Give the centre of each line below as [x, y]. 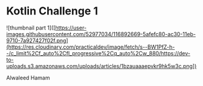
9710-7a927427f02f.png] [37, 40]
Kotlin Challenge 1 [52, 11]
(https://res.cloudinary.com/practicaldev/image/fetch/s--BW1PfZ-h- [91, 47]
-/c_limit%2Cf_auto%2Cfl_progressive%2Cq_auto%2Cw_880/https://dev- [98, 53]
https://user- [71, 28]
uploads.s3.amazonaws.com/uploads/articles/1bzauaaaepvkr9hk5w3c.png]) [101, 66]
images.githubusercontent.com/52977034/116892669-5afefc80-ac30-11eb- [101, 34]
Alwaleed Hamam [28, 78]
